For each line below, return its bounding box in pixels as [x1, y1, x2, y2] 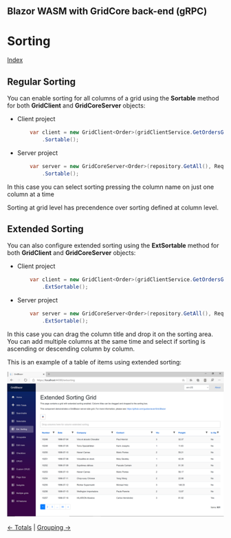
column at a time [7, 189, 55, 198]
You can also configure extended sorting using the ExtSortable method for [7, 241, 219, 250]
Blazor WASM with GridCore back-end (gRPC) [7, 6, 208, 17]
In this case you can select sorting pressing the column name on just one [7, 183, 214, 191]
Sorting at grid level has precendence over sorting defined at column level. [7, 203, 219, 211]
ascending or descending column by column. [7, 344, 135, 353]
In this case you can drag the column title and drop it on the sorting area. [7, 330, 213, 338]
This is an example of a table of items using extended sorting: [7, 358, 182, 366]
